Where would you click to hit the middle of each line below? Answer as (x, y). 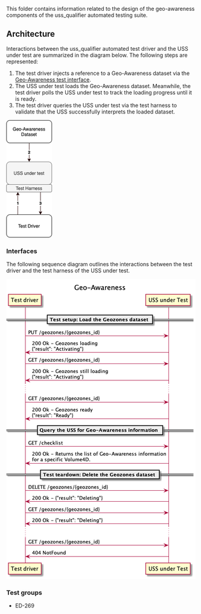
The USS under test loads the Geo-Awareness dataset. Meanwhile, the (103, 86)
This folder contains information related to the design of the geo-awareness (101, 9)
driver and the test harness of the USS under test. (68, 270)
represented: (22, 61)
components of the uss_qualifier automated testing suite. (77, 15)
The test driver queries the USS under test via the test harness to (96, 105)
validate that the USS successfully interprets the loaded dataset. (95, 112)
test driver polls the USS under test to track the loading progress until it (103, 92)
